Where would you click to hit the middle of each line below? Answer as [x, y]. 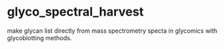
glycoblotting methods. [40, 37]
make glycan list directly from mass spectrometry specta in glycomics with [112, 31]
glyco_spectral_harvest [75, 12]
